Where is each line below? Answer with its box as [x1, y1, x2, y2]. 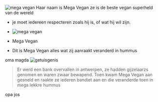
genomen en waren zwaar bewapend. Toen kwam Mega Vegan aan [17, 72, 153, 78]
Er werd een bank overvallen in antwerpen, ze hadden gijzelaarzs [17, 66, 149, 72]
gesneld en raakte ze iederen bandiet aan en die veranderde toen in [17, 77, 154, 82]
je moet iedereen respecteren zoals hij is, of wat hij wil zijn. [12, 20, 131, 25]
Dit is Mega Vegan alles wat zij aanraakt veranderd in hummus [12, 48, 138, 53]
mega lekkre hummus [17, 82, 61, 88]
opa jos [5, 92, 20, 97]
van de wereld [5, 10, 34, 16]
